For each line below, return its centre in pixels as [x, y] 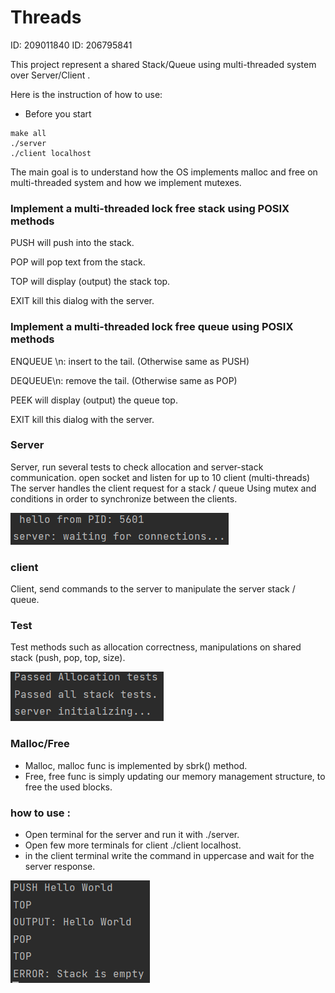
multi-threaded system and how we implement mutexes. [126, 182]
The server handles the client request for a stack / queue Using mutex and [163, 488]
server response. [60, 867]
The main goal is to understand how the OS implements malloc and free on [164, 172]
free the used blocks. [68, 787]
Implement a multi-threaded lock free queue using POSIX [152, 327]
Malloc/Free [40, 744]
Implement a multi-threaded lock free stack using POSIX [150, 208]
